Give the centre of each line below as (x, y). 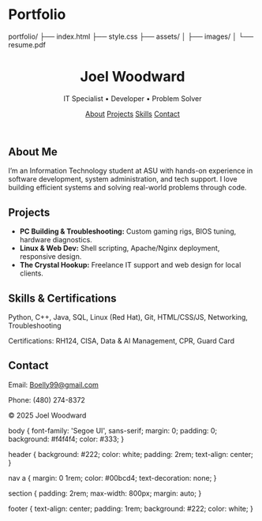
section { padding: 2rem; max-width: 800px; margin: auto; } (105, 493)
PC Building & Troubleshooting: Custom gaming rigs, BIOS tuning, (128, 231)
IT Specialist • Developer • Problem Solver (133, 98)
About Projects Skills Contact (133, 114)
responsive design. (51, 257)
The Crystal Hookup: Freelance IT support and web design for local (130, 265)
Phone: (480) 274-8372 (47, 399)
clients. (31, 273)
